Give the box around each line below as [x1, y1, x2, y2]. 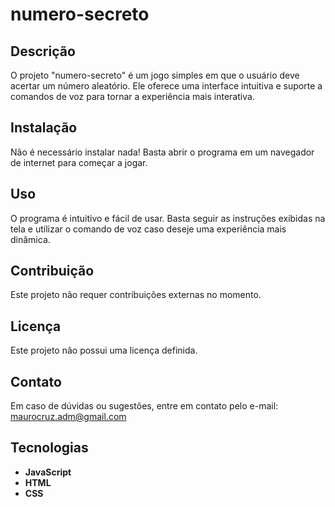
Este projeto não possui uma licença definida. [10, 344, 198, 357]
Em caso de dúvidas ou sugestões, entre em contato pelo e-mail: [10, 400, 279, 412]
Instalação [10, 119, 78, 137]
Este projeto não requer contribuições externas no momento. [10, 289, 262, 301]
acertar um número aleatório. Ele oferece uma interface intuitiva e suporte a [10, 80, 323, 92]
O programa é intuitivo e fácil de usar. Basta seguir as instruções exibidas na [10, 212, 326, 224]
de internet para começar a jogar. [10, 156, 148, 168]
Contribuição [10, 263, 95, 280]
